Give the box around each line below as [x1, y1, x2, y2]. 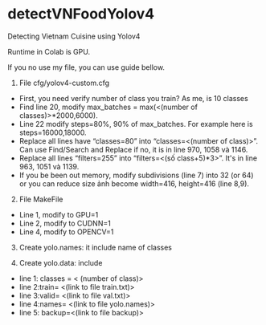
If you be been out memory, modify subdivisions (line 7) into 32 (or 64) [18, 170, 254, 180]
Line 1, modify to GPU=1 [18, 209, 99, 219]
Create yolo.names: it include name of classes [18, 242, 172, 252]
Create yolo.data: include [18, 258, 103, 267]
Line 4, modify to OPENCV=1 [18, 226, 114, 237]
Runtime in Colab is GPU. [7, 47, 90, 56]
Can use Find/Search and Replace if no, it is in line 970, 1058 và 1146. [18, 144, 248, 154]
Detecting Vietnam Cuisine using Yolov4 [7, 31, 141, 41]
